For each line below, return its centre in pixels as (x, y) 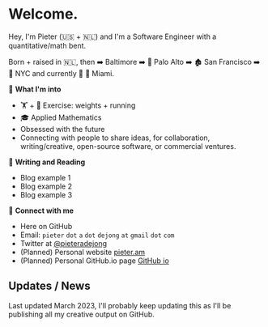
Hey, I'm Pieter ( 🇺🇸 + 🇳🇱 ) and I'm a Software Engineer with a (113, 36)
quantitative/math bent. (47, 45)
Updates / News (49, 286)
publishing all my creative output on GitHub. (82, 314)
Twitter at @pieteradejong (64, 243)
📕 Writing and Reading (47, 162)
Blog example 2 (46, 186)
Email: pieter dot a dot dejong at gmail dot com (97, 235)
